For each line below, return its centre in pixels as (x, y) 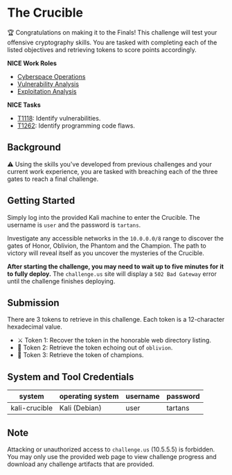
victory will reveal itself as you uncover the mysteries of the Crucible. (106, 253)
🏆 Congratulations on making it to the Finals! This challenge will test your (112, 32)
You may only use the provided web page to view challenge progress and (112, 457)
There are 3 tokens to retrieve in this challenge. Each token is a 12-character (116, 320)
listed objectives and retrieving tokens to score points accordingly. (102, 49)
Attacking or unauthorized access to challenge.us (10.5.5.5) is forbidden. (111, 449)
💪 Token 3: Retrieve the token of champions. (80, 355)
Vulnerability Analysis (48, 84)
